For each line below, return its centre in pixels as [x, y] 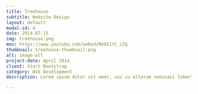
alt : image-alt [25, 55]
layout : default [26, 22]
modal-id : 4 [21, 28]
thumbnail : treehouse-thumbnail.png [51, 50]
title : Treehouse [27, 11]
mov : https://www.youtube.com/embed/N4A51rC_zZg [67, 45]
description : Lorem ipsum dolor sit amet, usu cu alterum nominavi [91, 77]
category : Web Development [39, 72]
